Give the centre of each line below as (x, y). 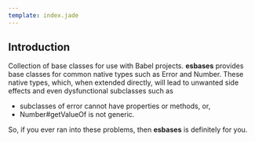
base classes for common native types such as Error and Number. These (126, 75)
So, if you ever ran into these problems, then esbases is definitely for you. (128, 129)
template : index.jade (44, 15)
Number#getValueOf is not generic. (77, 115)
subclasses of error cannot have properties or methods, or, (115, 106)
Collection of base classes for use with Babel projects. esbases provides (126, 66)
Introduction (39, 47)
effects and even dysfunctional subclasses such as (91, 91)
